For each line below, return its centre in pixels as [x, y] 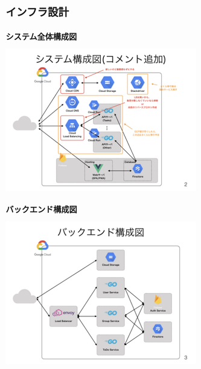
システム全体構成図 [41, 37]
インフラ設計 [37, 12]
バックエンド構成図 [41, 210]
